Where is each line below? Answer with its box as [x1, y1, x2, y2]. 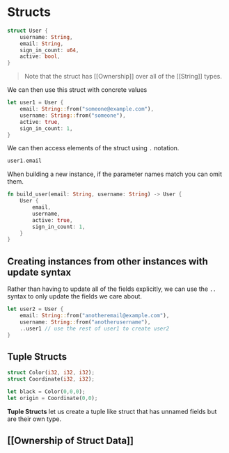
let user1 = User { [7, 99, 64, 106]
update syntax [7, 266, 72, 278]
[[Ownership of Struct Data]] [7, 435, 134, 447]
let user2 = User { [7, 305, 64, 313]
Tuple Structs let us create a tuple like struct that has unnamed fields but [7, 407, 217, 415]
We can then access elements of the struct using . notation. [7, 144, 180, 152]
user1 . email [7, 157, 42, 164]
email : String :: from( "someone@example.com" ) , [19, 106, 155, 113]
